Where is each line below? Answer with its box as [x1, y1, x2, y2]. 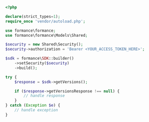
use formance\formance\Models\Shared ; [5, 33, 88, 38]
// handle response [23, 93, 65, 99]
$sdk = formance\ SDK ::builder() [5, 56, 74, 61]
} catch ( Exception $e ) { [5, 103, 60, 108]
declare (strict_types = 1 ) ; [5, 14, 60, 19]
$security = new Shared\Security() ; [5, 42, 83, 47]
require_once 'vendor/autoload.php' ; [5, 18, 86, 24]
